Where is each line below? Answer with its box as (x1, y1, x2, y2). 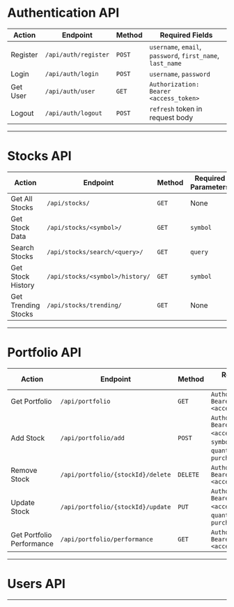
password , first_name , (149, 50, 219, 60)
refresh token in (149, 103, 203, 113)
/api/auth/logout (45, 109, 102, 117)
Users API (7, 576, 66, 592)
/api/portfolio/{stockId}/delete (60, 470, 171, 478)
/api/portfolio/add (60, 434, 125, 441)
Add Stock (10, 433, 45, 443)
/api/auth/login (45, 70, 99, 78)
